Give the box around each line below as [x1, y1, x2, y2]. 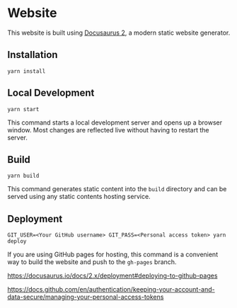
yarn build [7, 172, 40, 180]
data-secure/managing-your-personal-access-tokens [7, 292, 164, 302]
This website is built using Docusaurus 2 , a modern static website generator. [7, 28, 231, 37]
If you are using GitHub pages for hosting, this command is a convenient [7, 250, 218, 259]
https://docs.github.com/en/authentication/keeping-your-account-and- [7, 285, 215, 294]
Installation [7, 49, 58, 61]
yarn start [7, 105, 40, 113]
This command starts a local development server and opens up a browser [7, 118, 223, 127]
